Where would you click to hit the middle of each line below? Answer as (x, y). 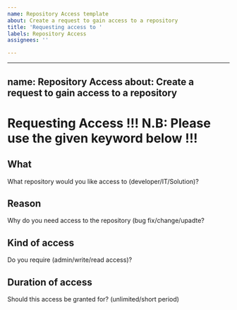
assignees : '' (28, 40)
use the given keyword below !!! (103, 138)
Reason (24, 203)
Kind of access (41, 242)
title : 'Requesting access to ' (55, 27)
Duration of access (50, 282)
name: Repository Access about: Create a (101, 82)
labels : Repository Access (47, 34)
